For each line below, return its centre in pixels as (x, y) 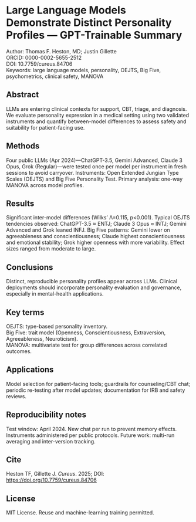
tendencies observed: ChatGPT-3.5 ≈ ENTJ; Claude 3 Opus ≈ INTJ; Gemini (96, 224)
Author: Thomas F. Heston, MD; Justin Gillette (62, 51)
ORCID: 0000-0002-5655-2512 (44, 57)
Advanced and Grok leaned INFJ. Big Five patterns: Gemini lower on (88, 230)
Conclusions (30, 267)
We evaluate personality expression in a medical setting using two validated (98, 115)
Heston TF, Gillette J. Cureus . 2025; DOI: (55, 474)
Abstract (23, 95)
